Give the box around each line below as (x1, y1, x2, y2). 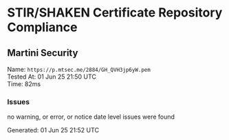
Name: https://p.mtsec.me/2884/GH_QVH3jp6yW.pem (7, 66, 151, 73)
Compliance (7, 19, 78, 35)
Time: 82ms (7, 80, 41, 88)
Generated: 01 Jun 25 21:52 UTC (7, 126, 100, 134)
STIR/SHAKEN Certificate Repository (7, 5, 223, 21)
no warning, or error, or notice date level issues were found (7, 112, 175, 121)
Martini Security (7, 47, 78, 59)
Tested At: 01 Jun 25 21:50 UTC (7, 72, 96, 81)
